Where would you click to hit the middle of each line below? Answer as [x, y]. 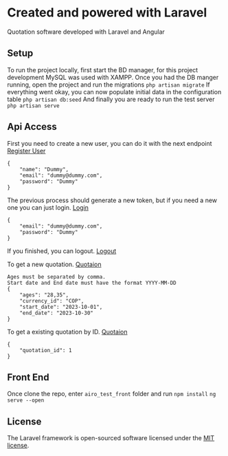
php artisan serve [33, 106]
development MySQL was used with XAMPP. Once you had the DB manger [113, 77]
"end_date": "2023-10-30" [57, 313]
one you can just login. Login [48, 207]
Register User [26, 151]
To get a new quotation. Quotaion [54, 264]
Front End [28, 377]
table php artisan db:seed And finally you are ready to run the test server [111, 99]
